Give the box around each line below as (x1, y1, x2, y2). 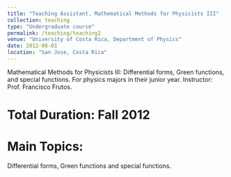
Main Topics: (7, 139, 83, 155)
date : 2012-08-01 (7, 42, 58, 49)
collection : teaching (7, 17, 70, 24)
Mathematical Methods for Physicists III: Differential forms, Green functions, (7, 67, 225, 76)
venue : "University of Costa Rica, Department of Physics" (7, 36, 182, 43)
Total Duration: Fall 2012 (7, 107, 151, 123)
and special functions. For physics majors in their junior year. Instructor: (7, 75, 213, 83)
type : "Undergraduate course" (7, 23, 95, 30)
